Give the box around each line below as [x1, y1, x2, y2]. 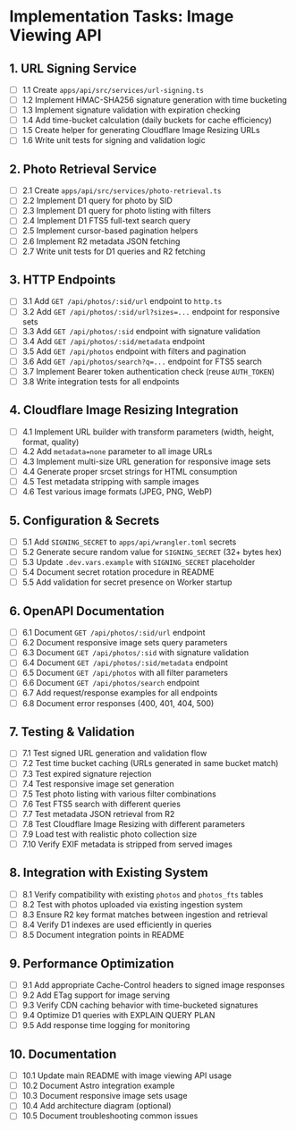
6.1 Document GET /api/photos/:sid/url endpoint [21, 628, 206, 638]
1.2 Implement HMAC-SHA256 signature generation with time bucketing [21, 95, 288, 105]
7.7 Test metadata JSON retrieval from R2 [21, 808, 175, 819]
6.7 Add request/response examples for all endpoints [21, 687, 218, 698]
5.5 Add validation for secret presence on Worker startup [21, 577, 233, 587]
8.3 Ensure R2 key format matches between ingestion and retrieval [21, 909, 268, 920]
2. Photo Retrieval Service [9, 161, 157, 176]
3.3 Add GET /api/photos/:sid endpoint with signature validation [21, 325, 261, 336]
